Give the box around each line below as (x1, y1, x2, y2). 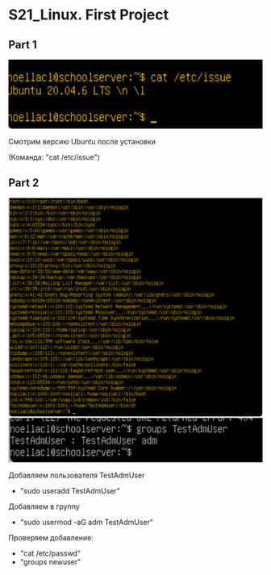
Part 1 (8, 38, 38, 52)
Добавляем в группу (8, 502, 81, 511)
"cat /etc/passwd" (19, 548, 81, 558)
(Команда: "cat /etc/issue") (8, 152, 101, 162)
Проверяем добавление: (8, 533, 94, 543)
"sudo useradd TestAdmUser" (19, 486, 121, 496)
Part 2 (8, 176, 40, 190)
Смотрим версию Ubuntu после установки (8, 137, 156, 147)
